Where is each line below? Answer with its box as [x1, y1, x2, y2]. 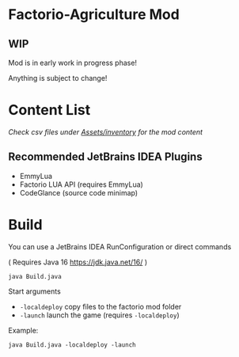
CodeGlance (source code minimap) [19, 188, 138, 197]
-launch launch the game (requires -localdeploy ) [19, 310, 180, 320]
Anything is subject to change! [8, 74, 108, 82]
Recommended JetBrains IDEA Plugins [8, 150, 203, 164]
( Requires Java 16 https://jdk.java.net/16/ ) [8, 257, 148, 267]
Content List [8, 101, 91, 120]
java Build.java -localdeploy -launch [8, 340, 136, 349]
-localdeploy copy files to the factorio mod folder [19, 302, 182, 311]
